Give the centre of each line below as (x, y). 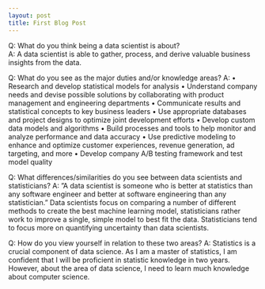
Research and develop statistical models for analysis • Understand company (133, 86)
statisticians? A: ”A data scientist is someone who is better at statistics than (131, 185)
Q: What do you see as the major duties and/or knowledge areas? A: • (122, 78)
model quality (30, 162)
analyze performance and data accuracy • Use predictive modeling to (122, 136)
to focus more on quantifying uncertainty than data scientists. (109, 227)
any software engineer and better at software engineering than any (117, 194)
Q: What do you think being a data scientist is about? (94, 45)
